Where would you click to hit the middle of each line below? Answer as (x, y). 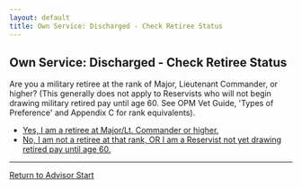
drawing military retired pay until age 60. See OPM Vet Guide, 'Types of (142, 103)
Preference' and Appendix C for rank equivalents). (102, 112)
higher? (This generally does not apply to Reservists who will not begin (141, 94)
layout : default (40, 18)
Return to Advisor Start (52, 175)
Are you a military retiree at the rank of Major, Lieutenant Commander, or (144, 84)
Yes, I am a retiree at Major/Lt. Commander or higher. (120, 130)
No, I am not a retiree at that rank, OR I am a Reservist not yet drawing (151, 139)
